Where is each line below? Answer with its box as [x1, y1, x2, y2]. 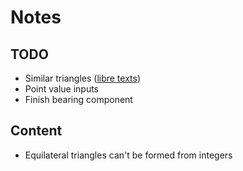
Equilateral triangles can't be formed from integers [24, 149, 233, 161]
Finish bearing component [24, 94, 133, 105]
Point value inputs [24, 83, 100, 95]
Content [10, 122, 63, 140]
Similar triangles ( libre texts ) [24, 72, 142, 84]
